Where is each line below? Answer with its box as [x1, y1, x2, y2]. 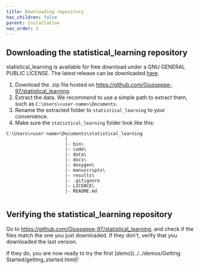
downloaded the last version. [6, 238, 78, 245]
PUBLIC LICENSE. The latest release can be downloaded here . [6, 70, 160, 77]
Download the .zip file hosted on [14, 81, 95, 88]
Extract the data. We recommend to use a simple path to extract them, [14, 94, 188, 101]
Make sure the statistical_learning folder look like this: [14, 119, 155, 126]
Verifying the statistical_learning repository [6, 209, 173, 219]
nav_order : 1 [6, 25, 39, 32]
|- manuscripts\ [64, 168, 106, 174]
